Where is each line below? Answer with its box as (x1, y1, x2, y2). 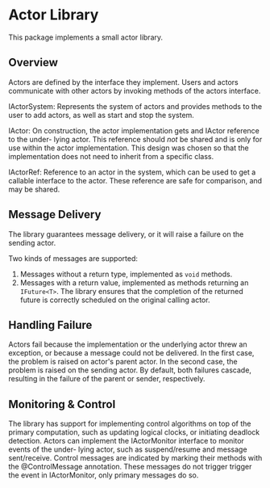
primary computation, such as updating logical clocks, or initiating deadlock (8, 427, 260, 437)
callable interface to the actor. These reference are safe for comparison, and (8, 175, 263, 185)
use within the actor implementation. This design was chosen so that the (8, 143, 249, 153)
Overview (8, 56, 59, 69)
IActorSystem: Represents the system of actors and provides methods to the (8, 101, 263, 111)
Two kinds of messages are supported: (8, 253, 139, 263)
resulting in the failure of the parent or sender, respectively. (8, 374, 206, 384)
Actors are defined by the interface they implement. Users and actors (8, 77, 239, 86)
